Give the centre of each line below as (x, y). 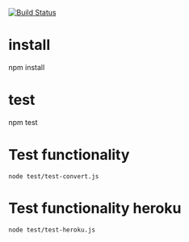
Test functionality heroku (95, 208)
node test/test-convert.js (54, 176)
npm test (23, 122)
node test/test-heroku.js (52, 230)
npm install (27, 67)
